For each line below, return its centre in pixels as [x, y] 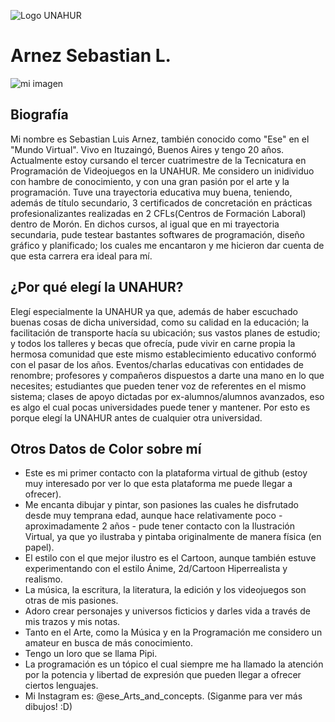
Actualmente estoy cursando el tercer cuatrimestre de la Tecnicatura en [158, 160]
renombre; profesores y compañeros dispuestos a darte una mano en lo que [167, 375]
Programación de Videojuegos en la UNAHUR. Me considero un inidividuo [162, 171]
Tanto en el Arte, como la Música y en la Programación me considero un [173, 632]
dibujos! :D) [48, 707]
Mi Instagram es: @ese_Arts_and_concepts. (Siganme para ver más [163, 696]
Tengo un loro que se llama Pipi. [91, 654]
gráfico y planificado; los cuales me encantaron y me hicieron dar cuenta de [167, 245]
